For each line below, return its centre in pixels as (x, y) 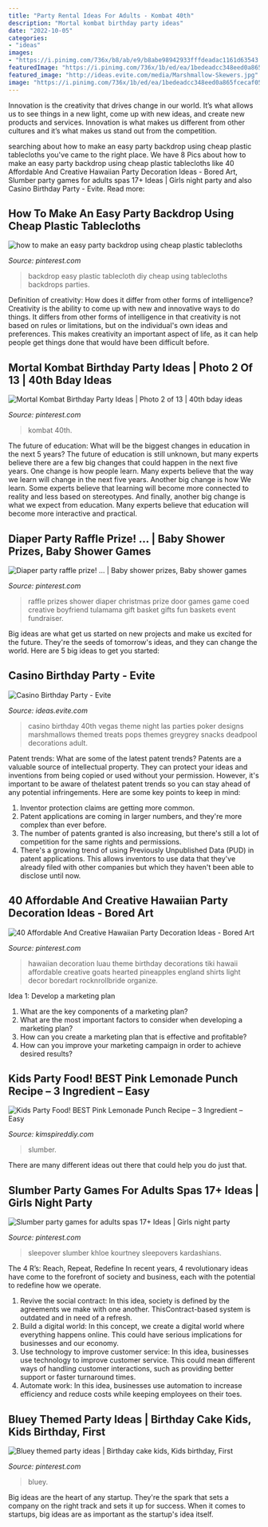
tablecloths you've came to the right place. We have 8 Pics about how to (127, 154)
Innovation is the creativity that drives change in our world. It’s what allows (131, 105)
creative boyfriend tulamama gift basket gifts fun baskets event (132, 609)
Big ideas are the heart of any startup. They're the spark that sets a (118, 1497)
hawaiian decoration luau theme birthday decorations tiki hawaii (132, 963)
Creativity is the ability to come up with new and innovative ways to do (124, 309)
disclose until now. (50, 876)
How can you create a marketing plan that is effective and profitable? (133, 1036)
